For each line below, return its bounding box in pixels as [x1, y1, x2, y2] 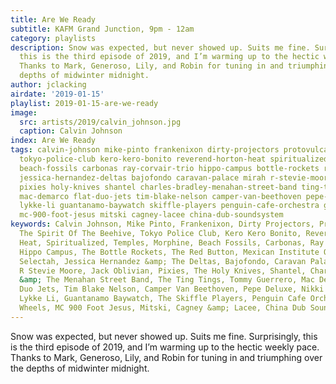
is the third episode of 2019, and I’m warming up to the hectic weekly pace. [10, 341, 320, 353]
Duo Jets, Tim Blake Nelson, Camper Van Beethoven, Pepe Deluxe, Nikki [19, 284, 325, 295]
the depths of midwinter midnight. [10, 362, 150, 374]
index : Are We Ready [10, 136, 97, 146]
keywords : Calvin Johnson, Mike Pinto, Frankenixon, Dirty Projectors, [10, 219, 315, 230]
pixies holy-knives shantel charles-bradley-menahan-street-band [19, 182, 298, 192]
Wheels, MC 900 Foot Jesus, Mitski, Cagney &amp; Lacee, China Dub [19, 303, 307, 313]
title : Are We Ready [10, 14, 97, 25]
